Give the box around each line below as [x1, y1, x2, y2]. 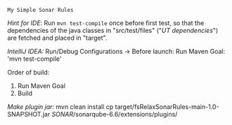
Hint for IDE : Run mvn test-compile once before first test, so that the [7, 19, 205, 27]
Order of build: [7, 68, 50, 76]
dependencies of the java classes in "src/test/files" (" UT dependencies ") [7, 27, 219, 34]
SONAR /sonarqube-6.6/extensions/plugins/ [51, 110, 178, 118]
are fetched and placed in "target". [7, 34, 108, 42]
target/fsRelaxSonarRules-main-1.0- [115, 103, 219, 111]
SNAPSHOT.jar [7, 110, 51, 118]
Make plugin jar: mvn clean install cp [7, 103, 114, 111]
